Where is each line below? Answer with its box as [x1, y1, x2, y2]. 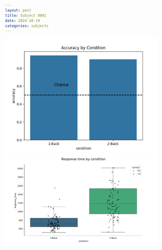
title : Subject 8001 [5, 13, 47, 18]
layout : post [5, 8, 32, 13]
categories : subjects [5, 23, 49, 28]
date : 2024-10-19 [5, 18, 40, 23]
